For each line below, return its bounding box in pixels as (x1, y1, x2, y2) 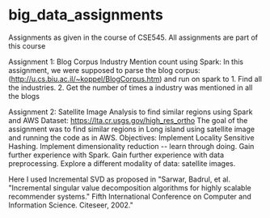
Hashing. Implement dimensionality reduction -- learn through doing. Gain (8, 141, 255, 151)
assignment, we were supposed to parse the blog (8, 65, 174, 75)
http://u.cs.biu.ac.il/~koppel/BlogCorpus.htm (11, 74, 160, 83)
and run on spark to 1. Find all (163, 74, 263, 83)
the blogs (8, 91, 40, 100)
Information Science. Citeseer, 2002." (8, 200, 133, 210)
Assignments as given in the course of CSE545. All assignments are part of (8, 32, 259, 42)
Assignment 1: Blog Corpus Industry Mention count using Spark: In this (8, 57, 244, 66)
